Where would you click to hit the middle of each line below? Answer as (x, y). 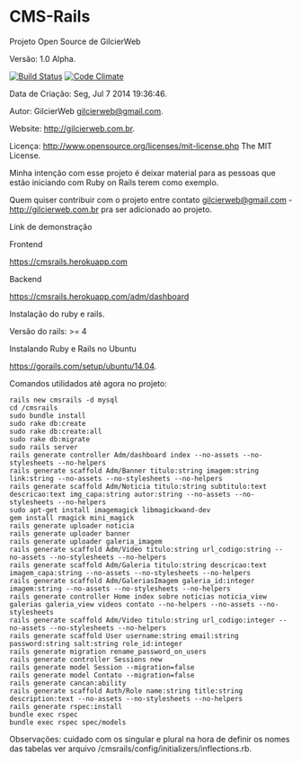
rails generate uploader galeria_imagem (86, 541)
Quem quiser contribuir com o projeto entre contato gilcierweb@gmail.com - (151, 200)
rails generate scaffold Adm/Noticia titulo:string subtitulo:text (138, 486)
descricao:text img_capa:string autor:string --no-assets (120, 494)
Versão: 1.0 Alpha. (43, 58)
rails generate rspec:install (66, 706)
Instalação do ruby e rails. (57, 314)
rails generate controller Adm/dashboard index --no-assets (124, 455)
